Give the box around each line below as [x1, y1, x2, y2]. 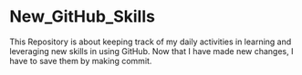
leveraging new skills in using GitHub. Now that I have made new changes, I [9, 45, 294, 56]
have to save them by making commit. [9, 55, 152, 66]
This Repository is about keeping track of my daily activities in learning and [9, 36, 292, 47]
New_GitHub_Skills [9, 6, 155, 27]
